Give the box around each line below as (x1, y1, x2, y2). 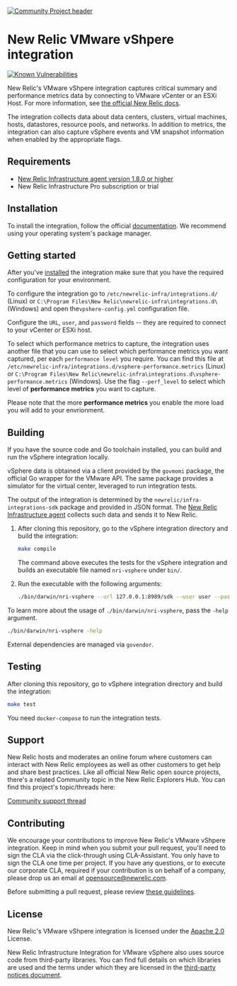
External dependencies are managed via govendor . (7, 640, 154, 649)
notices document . (7, 970, 62, 979)
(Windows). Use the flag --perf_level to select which (69, 377, 226, 386)
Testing (7, 661, 42, 673)
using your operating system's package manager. (7, 229, 152, 237)
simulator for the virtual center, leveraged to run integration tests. (7, 482, 197, 491)
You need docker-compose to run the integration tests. (7, 713, 162, 722)
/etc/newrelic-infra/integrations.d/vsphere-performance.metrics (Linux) (7, 362, 226, 371)
